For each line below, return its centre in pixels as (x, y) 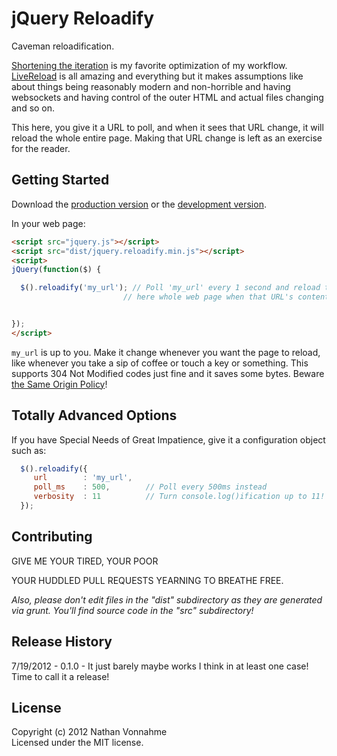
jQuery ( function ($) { (56, 270)
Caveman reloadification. (63, 46)
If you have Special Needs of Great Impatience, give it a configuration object (168, 439)
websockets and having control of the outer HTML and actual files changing (167, 97)
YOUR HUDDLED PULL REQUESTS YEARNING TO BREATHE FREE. (147, 580)
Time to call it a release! (60, 676)
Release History (62, 642)
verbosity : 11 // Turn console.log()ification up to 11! (179, 497)
